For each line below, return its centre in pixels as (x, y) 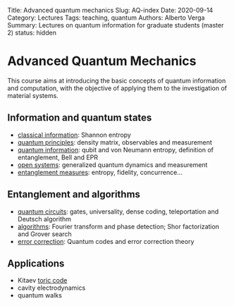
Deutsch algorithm (44, 219)
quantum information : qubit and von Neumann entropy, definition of (115, 149)
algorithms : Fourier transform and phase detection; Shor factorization (118, 226)
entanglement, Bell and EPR (58, 157)
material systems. (33, 95)
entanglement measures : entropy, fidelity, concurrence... (100, 172)
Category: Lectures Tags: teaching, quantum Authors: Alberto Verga (106, 18)
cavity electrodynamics (51, 288)
